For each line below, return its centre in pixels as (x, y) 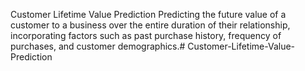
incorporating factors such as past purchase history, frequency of (146, 35)
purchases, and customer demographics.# (98, 46)
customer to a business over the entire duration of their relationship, (150, 25)
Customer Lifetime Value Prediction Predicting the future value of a (148, 14)
